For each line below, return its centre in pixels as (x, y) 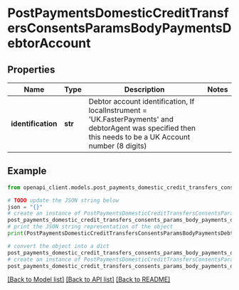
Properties (31, 69)
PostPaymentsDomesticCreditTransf (118, 13)
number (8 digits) (118, 146)
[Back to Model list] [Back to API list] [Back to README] (89, 279)
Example (27, 171)
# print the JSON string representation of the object (90, 227)
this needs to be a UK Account (139, 137)
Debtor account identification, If (142, 101)
